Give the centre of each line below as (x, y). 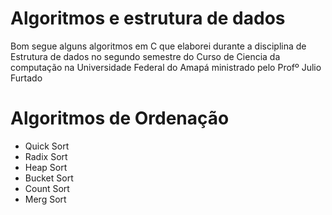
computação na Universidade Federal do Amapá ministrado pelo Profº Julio (166, 67)
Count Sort (47, 188)
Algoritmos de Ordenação (120, 118)
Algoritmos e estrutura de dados (148, 18)
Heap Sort (46, 167)
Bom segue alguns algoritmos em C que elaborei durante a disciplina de (158, 46)
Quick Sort (47, 146)
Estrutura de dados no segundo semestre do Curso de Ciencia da (145, 56)
